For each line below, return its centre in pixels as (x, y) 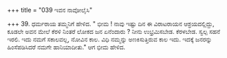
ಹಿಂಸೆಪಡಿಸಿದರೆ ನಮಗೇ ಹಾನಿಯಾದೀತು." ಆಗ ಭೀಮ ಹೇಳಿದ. (66, 47)
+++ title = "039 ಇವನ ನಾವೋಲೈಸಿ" (50, 10)
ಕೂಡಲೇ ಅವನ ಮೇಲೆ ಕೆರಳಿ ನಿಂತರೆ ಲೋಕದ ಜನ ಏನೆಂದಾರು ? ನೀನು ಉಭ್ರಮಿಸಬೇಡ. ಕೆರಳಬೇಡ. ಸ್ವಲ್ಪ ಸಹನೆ (114, 31)
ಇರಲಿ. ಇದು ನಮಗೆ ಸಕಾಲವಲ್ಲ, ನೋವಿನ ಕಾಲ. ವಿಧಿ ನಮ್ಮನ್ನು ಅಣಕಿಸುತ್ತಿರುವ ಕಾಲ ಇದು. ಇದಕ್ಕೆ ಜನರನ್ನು (110, 39)
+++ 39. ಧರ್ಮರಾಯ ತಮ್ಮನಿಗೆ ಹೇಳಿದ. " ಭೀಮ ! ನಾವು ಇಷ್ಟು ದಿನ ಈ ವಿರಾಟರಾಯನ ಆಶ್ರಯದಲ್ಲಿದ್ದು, (111, 24)
